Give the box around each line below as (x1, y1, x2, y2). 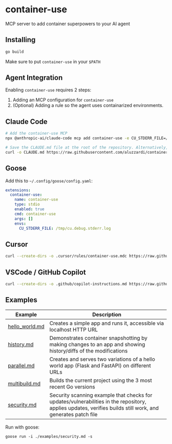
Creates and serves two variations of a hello (49, 356, 155, 363)
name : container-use (14, 197, 58, 202)
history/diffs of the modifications (49, 347, 128, 354)
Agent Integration (5, 73, 63, 82)
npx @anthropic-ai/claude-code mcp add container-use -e (5, 136, 130, 141)
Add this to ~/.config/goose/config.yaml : (5, 177, 93, 183)
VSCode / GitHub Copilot (5, 268, 86, 276)
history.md (8, 341, 34, 348)
